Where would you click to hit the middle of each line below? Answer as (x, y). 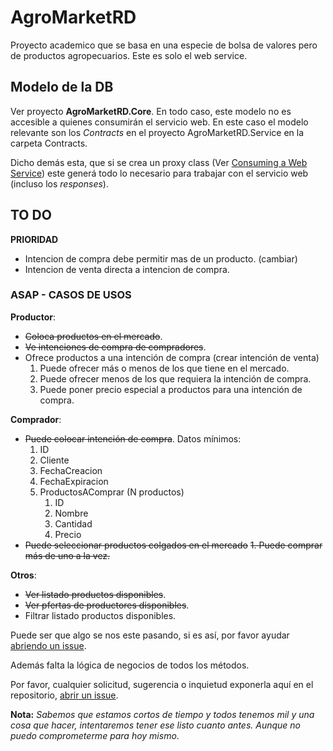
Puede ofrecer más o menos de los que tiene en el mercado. (164, 368)
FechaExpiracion (74, 481)
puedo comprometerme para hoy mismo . (95, 735)
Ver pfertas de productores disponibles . (107, 605)
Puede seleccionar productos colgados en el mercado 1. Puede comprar (173, 545)
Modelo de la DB (62, 87)
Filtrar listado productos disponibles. (100, 615)
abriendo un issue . (48, 645)
